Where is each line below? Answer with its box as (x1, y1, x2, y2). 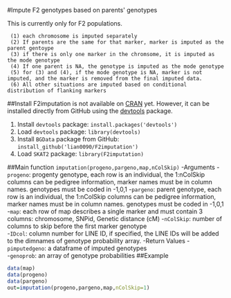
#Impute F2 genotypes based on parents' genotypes (7, 6, 158, 14)
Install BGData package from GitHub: (17, 135, 120, 143)
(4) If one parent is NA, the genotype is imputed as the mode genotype (10, 63, 225, 70)
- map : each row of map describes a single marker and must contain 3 (7, 207, 203, 216)
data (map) (7, 265, 36, 272)
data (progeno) (7, 271, 48, 278)
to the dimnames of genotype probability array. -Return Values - (7, 237, 190, 245)
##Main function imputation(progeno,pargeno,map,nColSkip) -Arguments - (7, 163, 220, 171)
